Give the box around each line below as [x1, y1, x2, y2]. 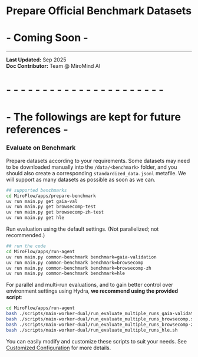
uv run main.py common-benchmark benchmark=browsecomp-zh [6, 265, 151, 271]
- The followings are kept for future [6, 110, 181, 123]
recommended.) [6, 232, 45, 239]
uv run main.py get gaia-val [6, 198, 78, 204]
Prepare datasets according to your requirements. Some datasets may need [6, 157, 190, 164]
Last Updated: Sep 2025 [6, 56, 67, 63]
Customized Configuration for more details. [6, 344, 111, 351]
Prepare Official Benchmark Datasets [6, 4, 192, 18]
